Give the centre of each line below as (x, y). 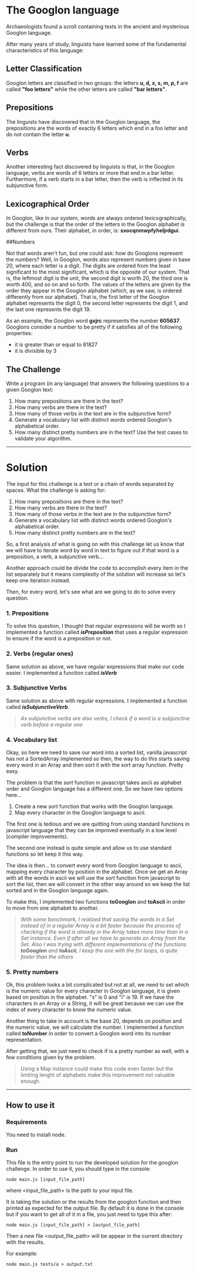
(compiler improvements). (37, 836)
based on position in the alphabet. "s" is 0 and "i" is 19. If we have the (90, 997)
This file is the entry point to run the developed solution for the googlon (92, 1163)
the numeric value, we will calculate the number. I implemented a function (95, 1027)
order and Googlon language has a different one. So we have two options (94, 789)
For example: (22, 1254)
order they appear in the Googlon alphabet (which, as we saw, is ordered (94, 291)
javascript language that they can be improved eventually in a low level (91, 830)
